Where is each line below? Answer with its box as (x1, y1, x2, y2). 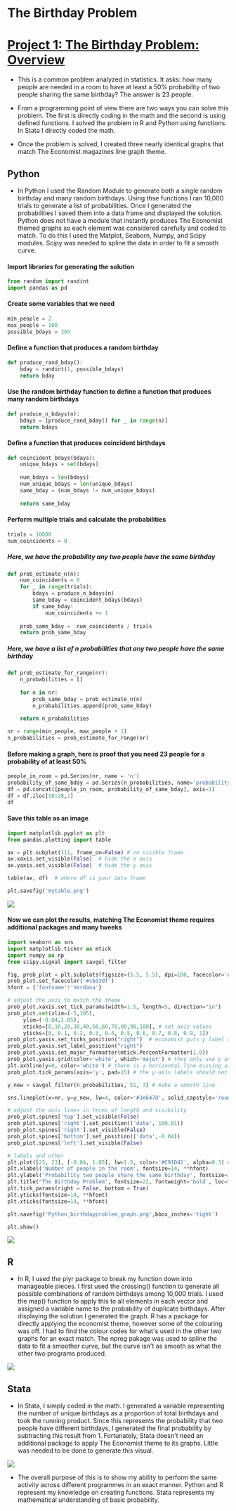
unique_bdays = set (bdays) (20, 461, 99, 468)
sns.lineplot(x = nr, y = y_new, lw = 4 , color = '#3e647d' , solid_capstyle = (7, 1094, 216, 1101)
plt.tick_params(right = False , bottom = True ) (7, 1185, 150, 1192)
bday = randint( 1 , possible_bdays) (20, 366, 124, 373)
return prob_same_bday (20, 629, 86, 636)
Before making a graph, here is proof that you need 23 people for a (7, 750, 205, 758)
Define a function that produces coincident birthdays (7, 438, 166, 447)
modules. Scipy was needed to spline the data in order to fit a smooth (17, 238, 219, 247)
